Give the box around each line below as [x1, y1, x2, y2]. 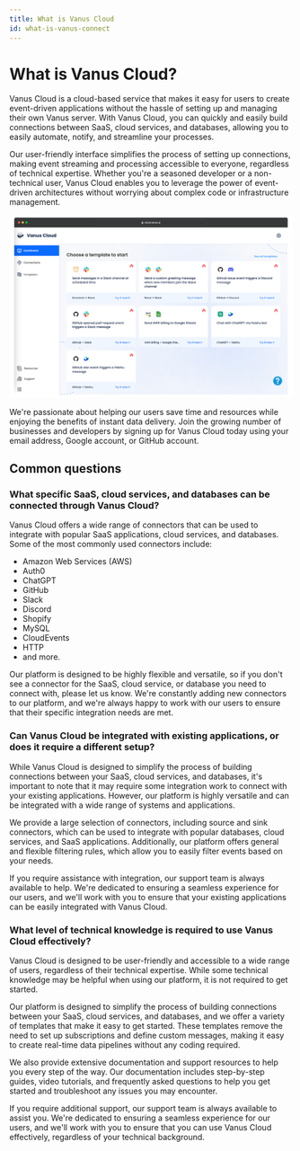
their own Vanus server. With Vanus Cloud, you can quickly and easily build [9, 112, 288, 123]
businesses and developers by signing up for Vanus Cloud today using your [9, 425, 289, 436]
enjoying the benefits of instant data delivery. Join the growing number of [9, 416, 281, 427]
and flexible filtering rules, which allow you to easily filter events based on [9, 846, 283, 856]
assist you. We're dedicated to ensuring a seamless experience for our [9, 1112, 271, 1123]
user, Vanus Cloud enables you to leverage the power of [44, 178, 253, 189]
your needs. [9, 854, 54, 866]
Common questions [9, 461, 122, 476]
